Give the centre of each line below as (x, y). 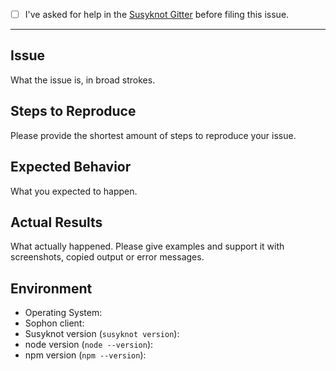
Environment (51, 288)
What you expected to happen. (74, 191)
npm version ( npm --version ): (85, 355)
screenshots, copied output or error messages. (107, 257)
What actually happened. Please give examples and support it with (147, 246)
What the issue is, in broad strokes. (83, 80)
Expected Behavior (71, 167)
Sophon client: (54, 323)
